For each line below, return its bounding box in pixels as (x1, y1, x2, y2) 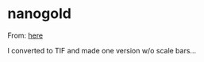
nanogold (7, 5, 72, 23)
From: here (7, 31, 44, 40)
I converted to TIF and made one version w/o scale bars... (7, 46, 196, 55)
